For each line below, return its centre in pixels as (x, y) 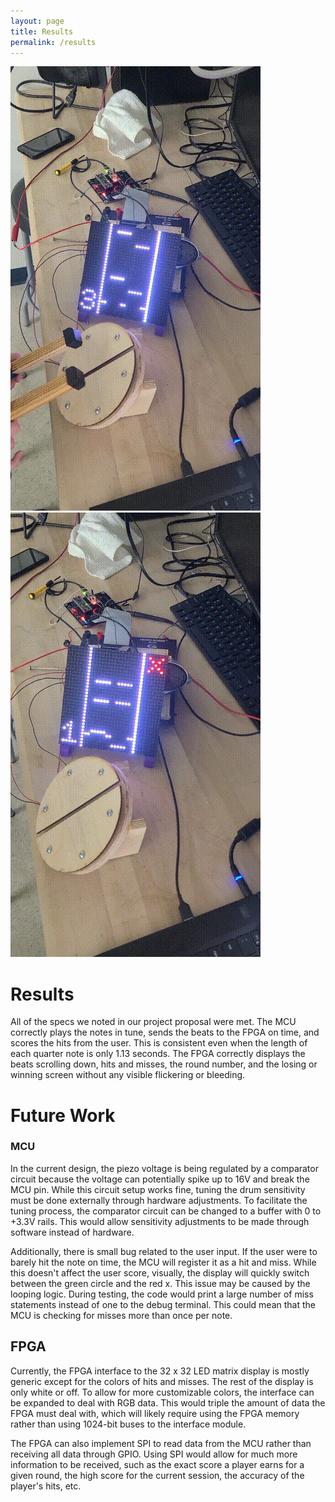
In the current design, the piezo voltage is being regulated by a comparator (164, 1168)
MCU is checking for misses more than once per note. (121, 1315)
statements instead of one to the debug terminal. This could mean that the (163, 1304)
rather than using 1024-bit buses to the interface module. (128, 1424)
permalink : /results (53, 42)
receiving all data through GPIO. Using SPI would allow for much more (154, 1454)
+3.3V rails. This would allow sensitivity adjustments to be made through (160, 1221)
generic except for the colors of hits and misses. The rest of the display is (162, 1381)
